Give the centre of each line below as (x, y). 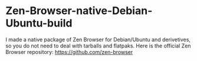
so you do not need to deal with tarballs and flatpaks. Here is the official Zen (98, 46)
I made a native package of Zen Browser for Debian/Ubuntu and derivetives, (98, 39)
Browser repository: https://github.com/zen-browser (69, 52)
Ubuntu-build (39, 23)
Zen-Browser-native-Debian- (79, 11)
